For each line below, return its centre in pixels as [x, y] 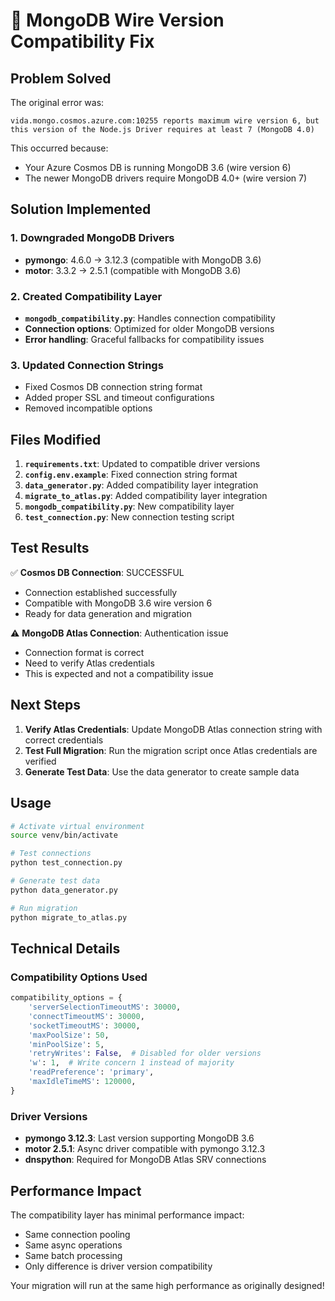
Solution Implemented [81, 209]
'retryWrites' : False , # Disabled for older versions [145, 1054]
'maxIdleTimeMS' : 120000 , [82, 1082]
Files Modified [56, 439]
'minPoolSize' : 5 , [66, 1044]
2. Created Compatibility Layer [86, 296]
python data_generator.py [64, 890]
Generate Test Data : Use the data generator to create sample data [162, 771]
